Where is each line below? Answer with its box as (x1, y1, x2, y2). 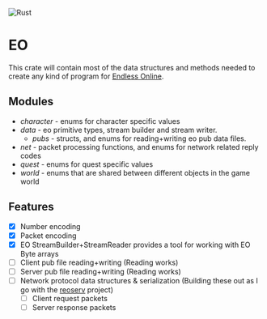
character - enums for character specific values (19, 116, 180, 125)
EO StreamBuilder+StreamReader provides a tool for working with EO (19, 240, 251, 249)
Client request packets (32, 293, 108, 303)
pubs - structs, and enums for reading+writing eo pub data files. (32, 134, 247, 143)
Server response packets (32, 303, 117, 312)
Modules (8, 95, 54, 108)
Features (8, 200, 54, 214)
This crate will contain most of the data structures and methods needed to (8, 62, 256, 72)
